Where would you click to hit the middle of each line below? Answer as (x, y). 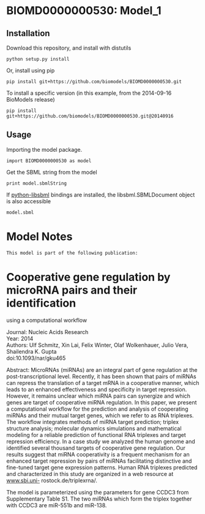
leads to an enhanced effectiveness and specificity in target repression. (97, 389)
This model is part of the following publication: (72, 253)
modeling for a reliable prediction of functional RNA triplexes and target (96, 434)
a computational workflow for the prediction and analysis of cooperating (97, 409)
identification (41, 303)
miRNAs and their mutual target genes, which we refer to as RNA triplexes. (100, 415)
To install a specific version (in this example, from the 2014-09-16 (89, 93)
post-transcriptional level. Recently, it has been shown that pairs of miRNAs (102, 376)
